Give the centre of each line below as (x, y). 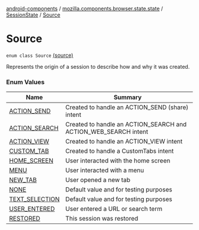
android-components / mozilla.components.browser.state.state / (85, 9)
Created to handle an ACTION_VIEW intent (124, 142)
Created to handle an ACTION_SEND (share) (127, 107)
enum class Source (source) (40, 55)
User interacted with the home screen (118, 161)
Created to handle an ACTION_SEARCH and (126, 124)
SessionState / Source (33, 15)
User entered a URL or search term (114, 209)
